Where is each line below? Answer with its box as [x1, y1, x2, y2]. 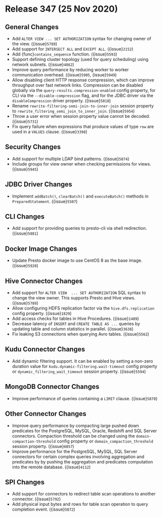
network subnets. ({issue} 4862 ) [12, 62, 74, 67]
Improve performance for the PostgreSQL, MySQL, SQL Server [12, 448, 137, 454]
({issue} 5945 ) [12, 166, 39, 172]
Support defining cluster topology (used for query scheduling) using [12, 56, 149, 62]
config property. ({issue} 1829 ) [12, 311, 72, 316]
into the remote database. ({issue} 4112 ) [12, 464, 91, 470]
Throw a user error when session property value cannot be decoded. [12, 113, 150, 119]
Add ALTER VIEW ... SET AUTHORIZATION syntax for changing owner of [12, 36, 151, 41]
